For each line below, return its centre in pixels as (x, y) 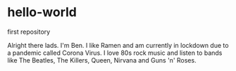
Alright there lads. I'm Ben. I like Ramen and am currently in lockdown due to (118, 45)
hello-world (42, 12)
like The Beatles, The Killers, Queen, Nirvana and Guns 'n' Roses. (102, 60)
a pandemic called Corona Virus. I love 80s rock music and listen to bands (115, 53)
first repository (29, 32)
